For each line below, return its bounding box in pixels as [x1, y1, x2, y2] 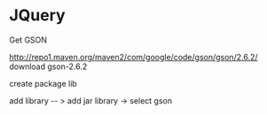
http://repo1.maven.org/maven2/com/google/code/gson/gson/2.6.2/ [9, 51, 258, 62]
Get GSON [9, 34, 47, 45]
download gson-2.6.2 [9, 61, 88, 72]
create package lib [9, 78, 77, 88]
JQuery [9, 5, 66, 26]
